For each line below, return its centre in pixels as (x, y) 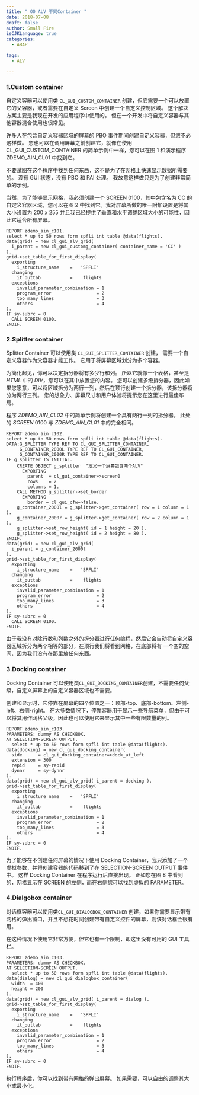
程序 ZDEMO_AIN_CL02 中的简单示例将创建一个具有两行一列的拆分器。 (92, 415)
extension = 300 (31, 760)
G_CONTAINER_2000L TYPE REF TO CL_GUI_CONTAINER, (82, 449)
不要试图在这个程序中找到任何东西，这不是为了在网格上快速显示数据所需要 (97, 170)
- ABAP (20, 45)
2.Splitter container (35, 339)
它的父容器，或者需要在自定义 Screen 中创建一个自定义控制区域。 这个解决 (97, 108)
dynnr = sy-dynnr (38, 770)
